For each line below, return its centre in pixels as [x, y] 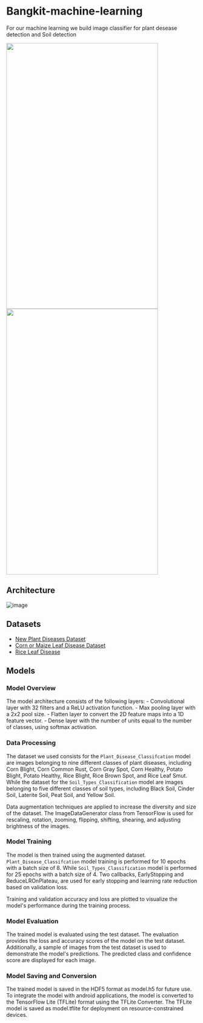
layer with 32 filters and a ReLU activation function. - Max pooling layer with [101, 708]
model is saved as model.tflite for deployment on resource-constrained [95, 1008]
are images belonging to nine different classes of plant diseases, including [99, 762]
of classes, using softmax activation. [52, 727]
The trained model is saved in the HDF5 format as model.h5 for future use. [99, 989]
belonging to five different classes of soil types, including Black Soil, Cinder [101, 789]
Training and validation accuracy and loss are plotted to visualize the [92, 899]
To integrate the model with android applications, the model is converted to [100, 996]
